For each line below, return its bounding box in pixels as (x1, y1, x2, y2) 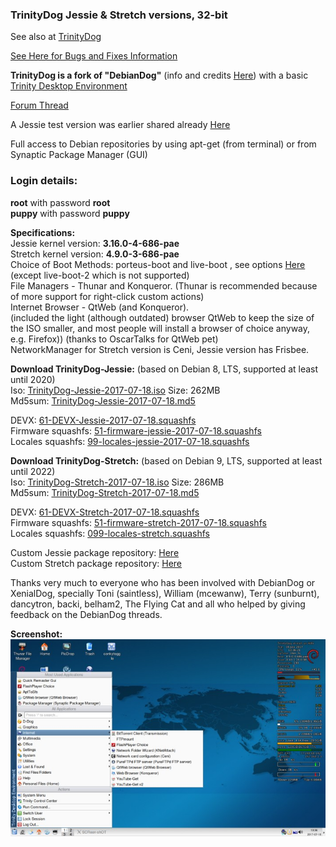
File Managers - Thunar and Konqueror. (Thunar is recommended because (10, 279, 318, 292)
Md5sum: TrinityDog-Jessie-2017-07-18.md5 (10, 394, 196, 407)
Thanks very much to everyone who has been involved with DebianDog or (10, 576, 316, 588)
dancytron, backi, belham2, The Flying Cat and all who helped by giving (10, 598, 306, 610)
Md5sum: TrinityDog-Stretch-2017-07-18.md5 (10, 486, 200, 498)
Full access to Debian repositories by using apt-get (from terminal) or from (10, 138, 317, 150)
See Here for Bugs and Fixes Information (10, 50, 178, 62)
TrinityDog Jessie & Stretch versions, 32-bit (10, 8, 228, 22)
